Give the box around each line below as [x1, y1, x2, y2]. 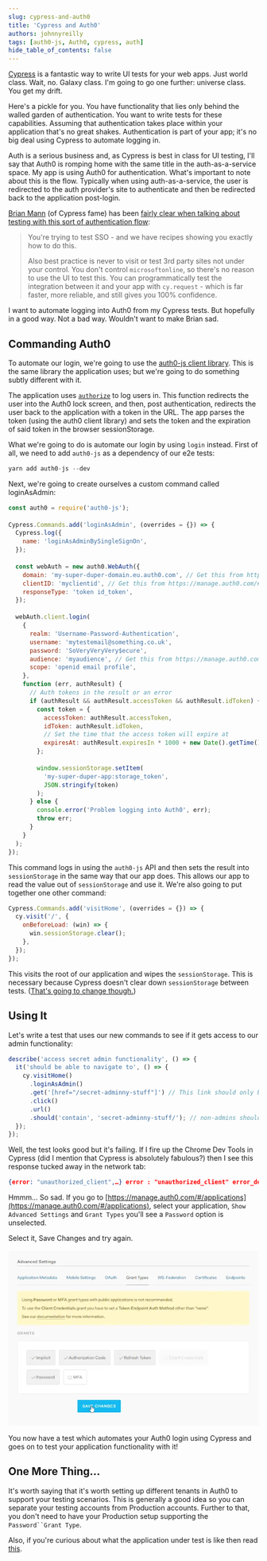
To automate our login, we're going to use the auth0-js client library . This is [8, 358, 254, 368]
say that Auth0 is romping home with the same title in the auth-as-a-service [8, 159, 257, 169]
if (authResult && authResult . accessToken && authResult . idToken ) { [29, 697, 261, 704]
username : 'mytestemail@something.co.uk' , [29, 638, 172, 646]
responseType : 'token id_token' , [22, 587, 133, 596]
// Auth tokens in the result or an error [29, 689, 172, 697]
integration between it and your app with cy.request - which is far [27, 282, 244, 291]
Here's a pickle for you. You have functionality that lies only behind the [8, 102, 240, 111]
